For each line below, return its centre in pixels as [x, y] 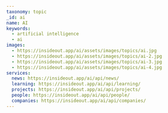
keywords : [19, 28]
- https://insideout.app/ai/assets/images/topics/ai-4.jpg [87, 67]
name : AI [17, 23]
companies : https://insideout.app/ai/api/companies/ [79, 100]
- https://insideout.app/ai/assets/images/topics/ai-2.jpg [87, 56]
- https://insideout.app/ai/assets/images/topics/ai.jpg [84, 51]
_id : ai [16, 17]
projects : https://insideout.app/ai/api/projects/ [76, 90]
